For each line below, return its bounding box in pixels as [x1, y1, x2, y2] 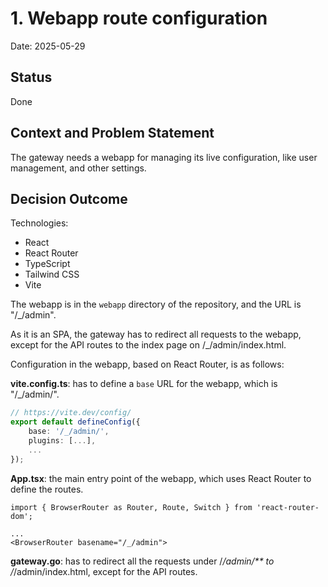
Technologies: [10, 217, 69, 229]
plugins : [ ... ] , [28, 436, 97, 446]
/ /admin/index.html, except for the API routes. [10, 565, 198, 577]
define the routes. [10, 483, 84, 495]
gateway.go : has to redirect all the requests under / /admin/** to [10, 555, 275, 567]
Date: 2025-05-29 [10, 40, 86, 52]
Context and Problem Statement [10, 125, 215, 142]
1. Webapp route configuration [10, 7, 268, 30]
